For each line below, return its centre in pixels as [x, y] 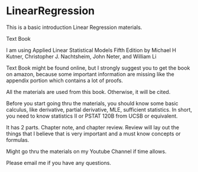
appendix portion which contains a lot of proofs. [64, 80]
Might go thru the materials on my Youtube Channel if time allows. [86, 151]
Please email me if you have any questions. [59, 163]
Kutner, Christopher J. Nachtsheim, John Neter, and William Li [81, 56]
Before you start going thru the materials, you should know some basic [92, 103]
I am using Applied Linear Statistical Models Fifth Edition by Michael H [91, 50]
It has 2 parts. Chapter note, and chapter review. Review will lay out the [92, 127]
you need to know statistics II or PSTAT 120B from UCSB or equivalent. [92, 116]
